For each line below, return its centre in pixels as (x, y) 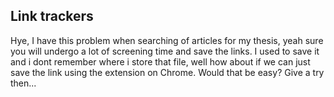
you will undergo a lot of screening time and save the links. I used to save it (165, 51)
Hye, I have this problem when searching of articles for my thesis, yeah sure (167, 40)
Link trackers (52, 16)
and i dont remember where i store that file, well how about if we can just (160, 61)
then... (23, 83)
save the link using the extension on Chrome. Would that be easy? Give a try (167, 72)
